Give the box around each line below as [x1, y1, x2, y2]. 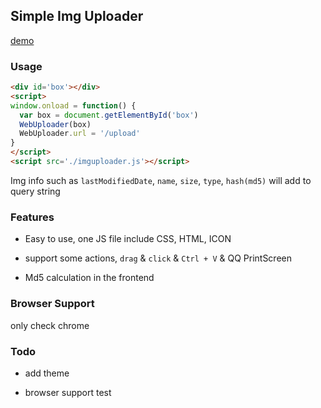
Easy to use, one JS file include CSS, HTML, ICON [24, 233, 232, 245]
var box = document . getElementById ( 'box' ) [19, 110, 199, 120]
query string [10, 185, 61, 197]
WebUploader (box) [19, 119, 92, 129]
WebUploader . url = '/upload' [19, 129, 141, 139]
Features [10, 210, 55, 224]
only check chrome [10, 319, 90, 331]
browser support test [24, 386, 112, 398]
